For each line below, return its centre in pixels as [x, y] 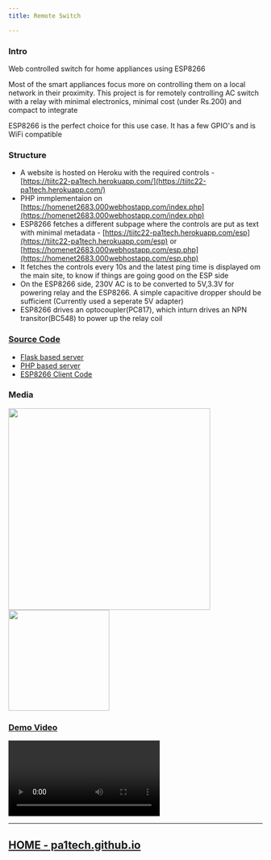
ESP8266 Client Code [56, 374]
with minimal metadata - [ [63, 233]
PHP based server [50, 365]
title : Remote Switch [45, 16]
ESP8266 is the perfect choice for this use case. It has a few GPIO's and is [132, 125]
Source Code [34, 340]
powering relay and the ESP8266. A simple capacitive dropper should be [141, 293]
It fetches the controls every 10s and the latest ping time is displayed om [140, 267]
